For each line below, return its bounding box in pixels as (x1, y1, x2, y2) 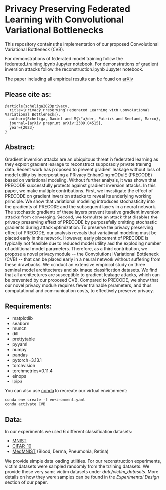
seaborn (12, 321, 30, 327)
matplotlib (12, 315, 33, 321)
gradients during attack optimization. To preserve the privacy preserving (5, 224, 153, 230)
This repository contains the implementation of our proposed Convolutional (5, 41, 159, 47)
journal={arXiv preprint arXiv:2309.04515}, (9, 120, 103, 126)
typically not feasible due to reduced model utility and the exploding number (5, 240, 161, 246)
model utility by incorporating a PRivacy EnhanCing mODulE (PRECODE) (5, 172, 152, 178)
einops (12, 373, 26, 379)
